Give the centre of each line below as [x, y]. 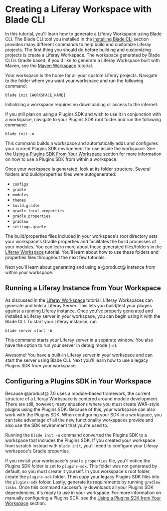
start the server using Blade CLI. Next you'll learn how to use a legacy [77, 360]
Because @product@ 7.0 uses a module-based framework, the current [78, 393]
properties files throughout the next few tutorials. [56, 257]
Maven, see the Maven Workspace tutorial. [49, 66]
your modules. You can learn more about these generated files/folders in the [83, 247]
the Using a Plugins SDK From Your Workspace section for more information [83, 154]
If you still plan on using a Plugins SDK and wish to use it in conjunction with [83, 114]
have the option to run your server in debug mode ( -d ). [61, 345]
